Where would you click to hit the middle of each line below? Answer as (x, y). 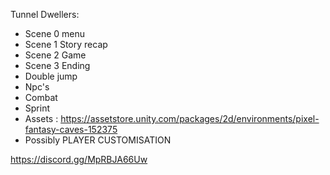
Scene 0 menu (55, 33)
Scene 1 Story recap (66, 44)
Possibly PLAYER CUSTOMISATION (98, 140)
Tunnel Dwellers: (45, 14)
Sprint (37, 108)
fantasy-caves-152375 (71, 129)
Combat (41, 97)
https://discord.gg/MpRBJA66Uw (79, 159)
